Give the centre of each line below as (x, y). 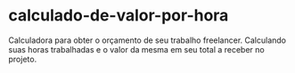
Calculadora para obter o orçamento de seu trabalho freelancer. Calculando (147, 40)
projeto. (23, 59)
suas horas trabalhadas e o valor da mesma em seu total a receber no (136, 49)
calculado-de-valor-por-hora (119, 16)
